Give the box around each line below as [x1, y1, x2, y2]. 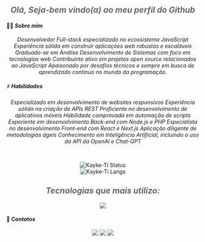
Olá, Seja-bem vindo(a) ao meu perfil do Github [10, 5, 196, 15]
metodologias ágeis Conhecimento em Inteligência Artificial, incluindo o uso [7, 131, 199, 138]
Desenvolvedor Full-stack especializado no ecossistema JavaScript [17, 36, 188, 43]
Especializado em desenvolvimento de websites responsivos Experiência [10, 98, 195, 106]
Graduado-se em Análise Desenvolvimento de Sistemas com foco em [15, 48, 191, 56]
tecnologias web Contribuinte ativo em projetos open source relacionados [9, 55, 197, 62]
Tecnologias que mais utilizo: [45, 186, 160, 196]
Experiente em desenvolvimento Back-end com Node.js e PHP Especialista [8, 118, 198, 125]
